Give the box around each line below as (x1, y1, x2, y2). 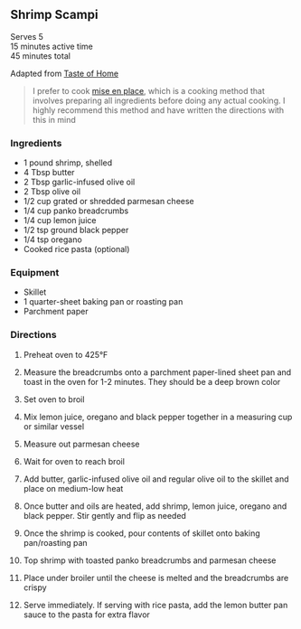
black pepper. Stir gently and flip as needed (23, 510, 186, 521)
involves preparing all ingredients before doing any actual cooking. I (32, 95, 286, 106)
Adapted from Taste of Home (10, 68, 119, 79)
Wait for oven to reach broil (23, 455, 126, 466)
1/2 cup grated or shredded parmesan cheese (23, 196, 195, 207)
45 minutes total (10, 50, 71, 61)
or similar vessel (23, 420, 85, 432)
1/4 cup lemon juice (23, 215, 97, 226)
